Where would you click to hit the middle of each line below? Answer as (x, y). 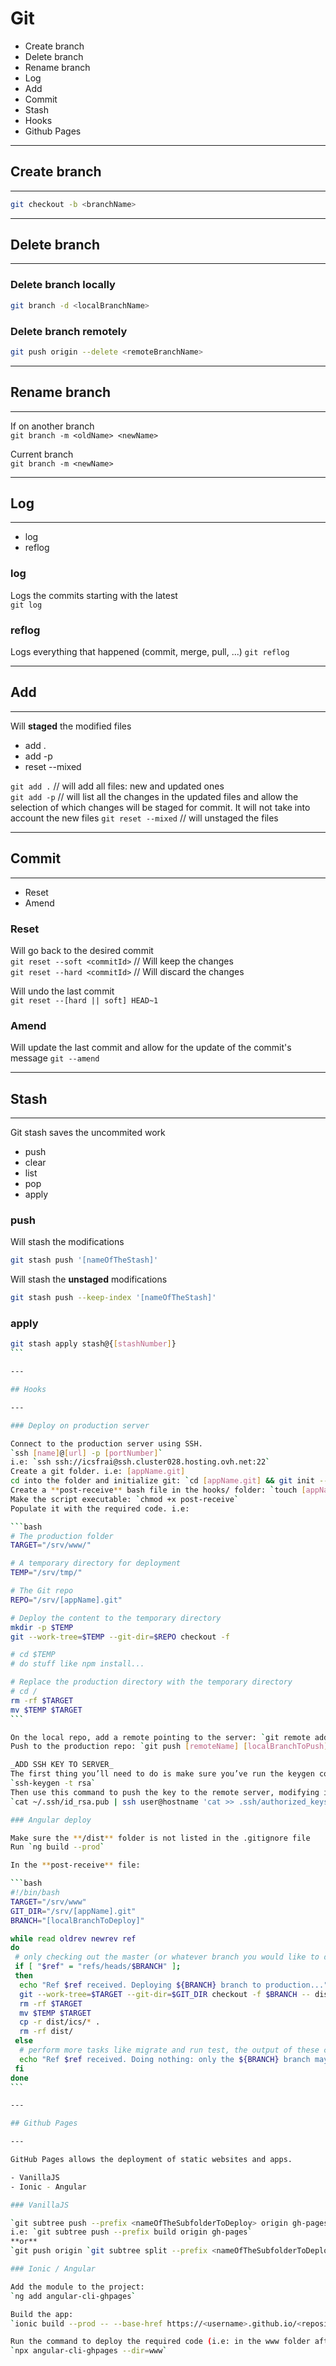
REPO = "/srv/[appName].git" (66, 1600)
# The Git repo (42, 1591)
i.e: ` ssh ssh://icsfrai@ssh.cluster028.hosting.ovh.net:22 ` (140, 1462)
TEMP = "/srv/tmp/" (46, 1573)
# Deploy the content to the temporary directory (116, 1618)
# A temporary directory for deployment (96, 1563)
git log (26, 605)
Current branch (42, 454)
